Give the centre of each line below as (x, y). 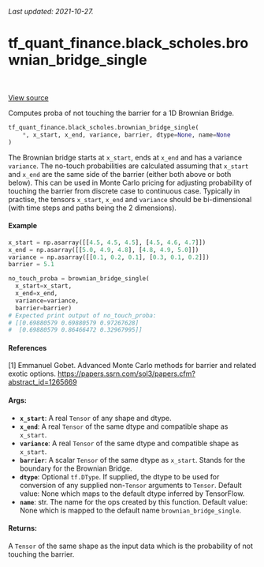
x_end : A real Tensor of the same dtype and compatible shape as (124, 426)
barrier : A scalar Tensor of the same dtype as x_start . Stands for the (132, 460)
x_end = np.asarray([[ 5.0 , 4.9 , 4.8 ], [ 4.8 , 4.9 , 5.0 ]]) (104, 250)
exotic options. (32, 374)
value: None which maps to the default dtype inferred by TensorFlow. (132, 494)
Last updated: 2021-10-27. (51, 11)
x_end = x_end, (37, 294)
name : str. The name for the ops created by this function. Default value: (134, 501)
